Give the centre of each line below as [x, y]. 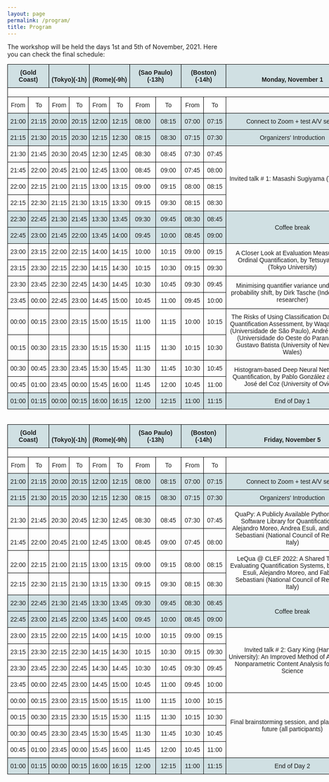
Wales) [292, 352]
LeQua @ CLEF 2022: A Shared [280, 559]
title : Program [30, 27]
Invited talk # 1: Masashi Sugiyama [277, 178]
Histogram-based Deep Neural [276, 370]
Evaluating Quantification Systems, [277, 566]
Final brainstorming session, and [275, 722]
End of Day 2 [292, 766]
